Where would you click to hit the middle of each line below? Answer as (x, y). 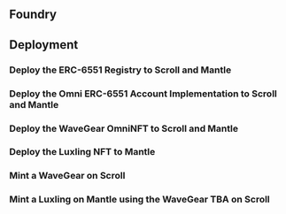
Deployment (44, 45)
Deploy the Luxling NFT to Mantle (82, 152)
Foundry (33, 15)
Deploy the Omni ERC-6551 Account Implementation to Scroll (143, 94)
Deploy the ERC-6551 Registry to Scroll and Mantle (120, 70)
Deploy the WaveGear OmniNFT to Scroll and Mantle (124, 128)
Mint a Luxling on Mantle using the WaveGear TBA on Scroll (139, 200)
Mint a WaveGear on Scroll (67, 176)
